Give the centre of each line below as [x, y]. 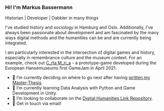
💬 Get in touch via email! [37, 104]
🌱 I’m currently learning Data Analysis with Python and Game [74, 88]
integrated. [16, 43]
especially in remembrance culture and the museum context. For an [73, 58]
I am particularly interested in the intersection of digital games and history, [80, 52]
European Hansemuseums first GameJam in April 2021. [61, 68]
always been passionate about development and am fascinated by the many [82, 33]
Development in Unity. [35, 93]
